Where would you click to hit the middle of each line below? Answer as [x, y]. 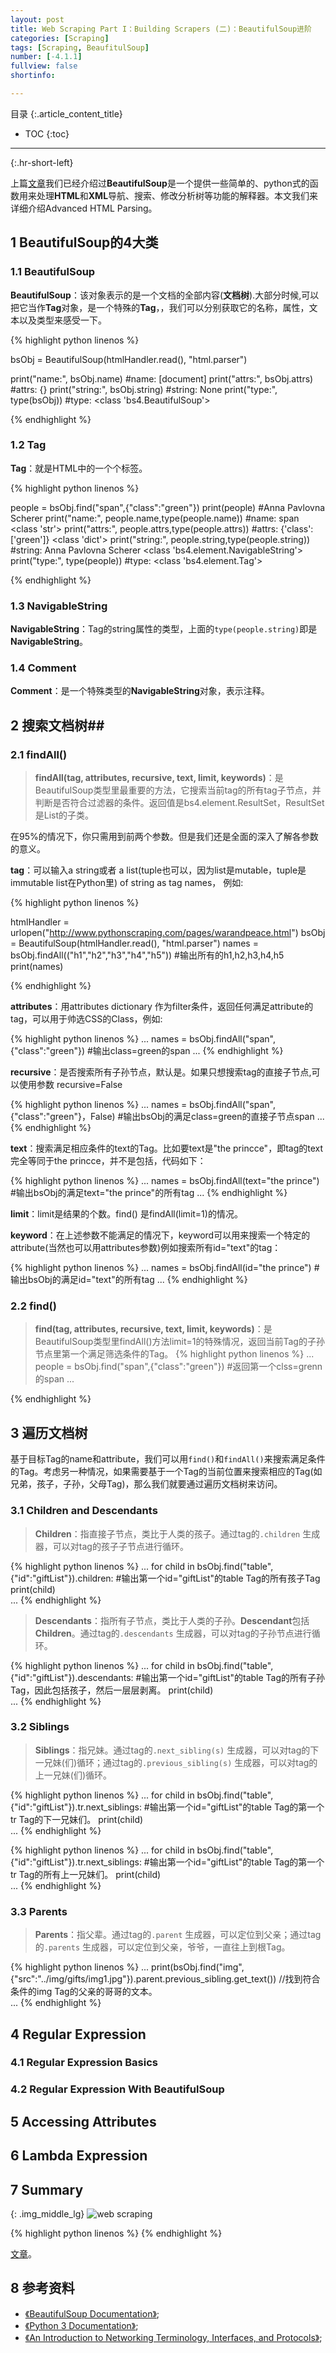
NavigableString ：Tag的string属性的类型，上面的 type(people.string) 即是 [164, 629]
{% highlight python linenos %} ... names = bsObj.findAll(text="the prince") [165, 1181]
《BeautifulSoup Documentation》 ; [92, 2313]
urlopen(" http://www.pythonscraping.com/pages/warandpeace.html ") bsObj [168, 933]
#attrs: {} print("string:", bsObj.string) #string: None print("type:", [144, 389]
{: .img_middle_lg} [47, 2213]
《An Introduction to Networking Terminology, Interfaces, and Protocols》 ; [173, 2337]
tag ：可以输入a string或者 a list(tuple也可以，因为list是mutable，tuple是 [158, 870]
